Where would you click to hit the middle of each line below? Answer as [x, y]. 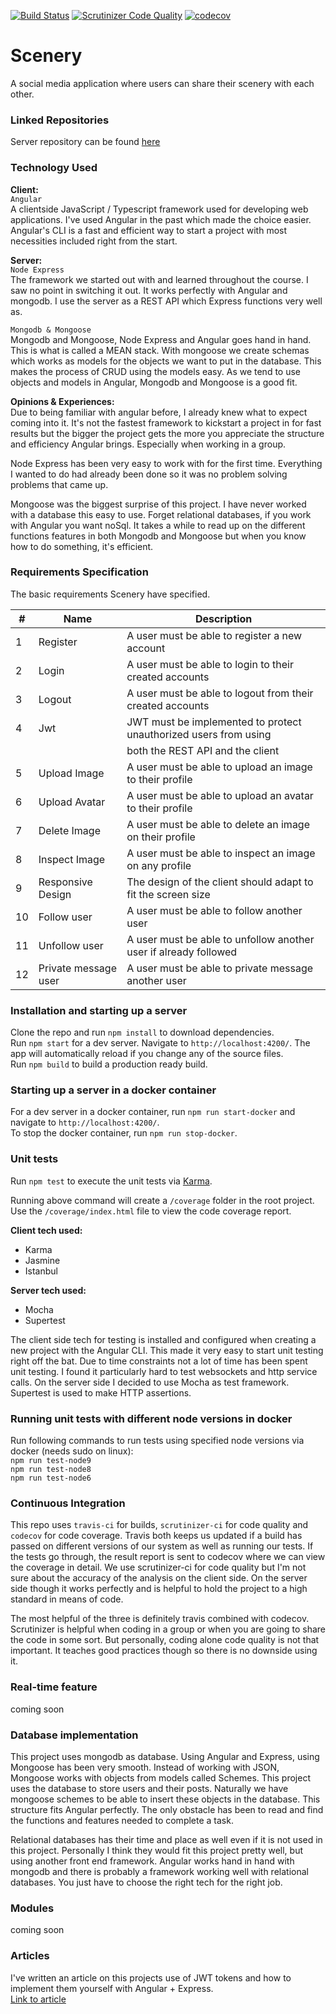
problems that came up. [59, 484]
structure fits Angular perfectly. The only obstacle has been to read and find [167, 1809]
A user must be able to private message [220, 968]
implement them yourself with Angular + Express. [112, 1988]
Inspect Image [72, 859]
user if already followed [182, 952]
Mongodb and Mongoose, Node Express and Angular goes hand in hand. [161, 339]
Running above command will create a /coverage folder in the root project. [162, 1200]
